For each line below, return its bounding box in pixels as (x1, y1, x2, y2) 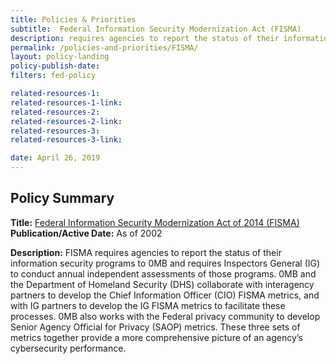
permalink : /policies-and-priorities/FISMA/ (10, 42, 199, 53)
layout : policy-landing (10, 52, 110, 62)
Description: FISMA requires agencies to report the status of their (10, 246, 282, 258)
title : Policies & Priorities (10, 14, 137, 25)
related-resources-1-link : (10, 97, 123, 108)
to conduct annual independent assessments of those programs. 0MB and (10, 267, 317, 280)
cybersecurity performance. (10, 342, 127, 354)
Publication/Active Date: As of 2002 (10, 227, 163, 239)
